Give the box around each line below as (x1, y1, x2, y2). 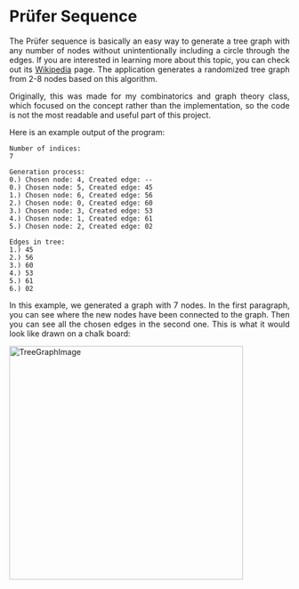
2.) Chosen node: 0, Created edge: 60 (9, 198, 153, 207)
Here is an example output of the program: (9, 126, 166, 137)
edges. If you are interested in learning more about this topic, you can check (9, 54, 290, 65)
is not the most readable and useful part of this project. (9, 109, 212, 120)
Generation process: (9, 167, 86, 176)
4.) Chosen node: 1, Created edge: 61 (9, 214, 153, 223)
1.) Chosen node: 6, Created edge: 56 (9, 190, 153, 199)
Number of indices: (9, 144, 82, 153)
